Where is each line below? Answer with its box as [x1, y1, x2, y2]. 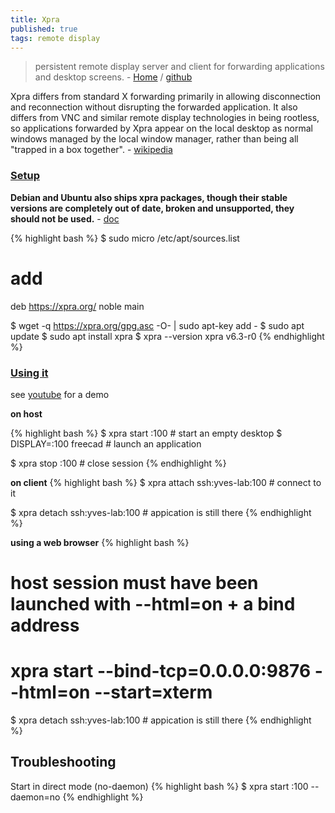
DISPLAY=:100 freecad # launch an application [10, 437, 202, 450]
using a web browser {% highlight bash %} [10, 536, 190, 548]
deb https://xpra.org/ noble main [10, 300, 145, 312]
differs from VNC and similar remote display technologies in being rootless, [10, 112, 320, 124]
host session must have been [10, 572, 259, 595]
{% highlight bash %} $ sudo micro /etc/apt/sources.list [10, 232, 240, 244]
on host [10, 407, 43, 420]
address [10, 614, 80, 637]
